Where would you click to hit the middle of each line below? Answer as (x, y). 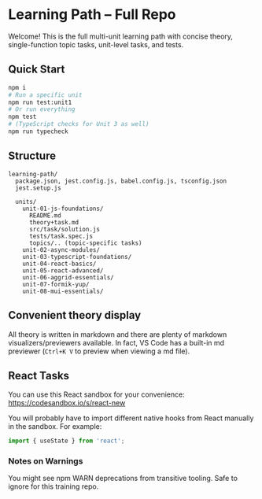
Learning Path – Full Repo (92, 15)
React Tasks (39, 375)
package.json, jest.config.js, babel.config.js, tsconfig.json (121, 181)
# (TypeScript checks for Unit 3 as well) (79, 124)
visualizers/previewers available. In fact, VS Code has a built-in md (116, 342)
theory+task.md (54, 222)
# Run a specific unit (45, 95)
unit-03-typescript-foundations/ (77, 257)
